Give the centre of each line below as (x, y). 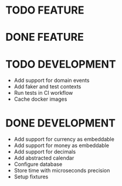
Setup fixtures (31, 177)
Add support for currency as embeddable (64, 139)
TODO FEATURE (45, 10)
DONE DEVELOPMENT (60, 123)
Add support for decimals (45, 152)
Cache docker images (40, 99)
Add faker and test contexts (48, 87)
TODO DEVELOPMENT (61, 64)
